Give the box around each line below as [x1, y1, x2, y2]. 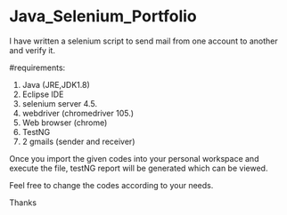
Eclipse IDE [21, 89, 64, 100]
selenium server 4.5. [21, 98, 98, 108]
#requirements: [9, 62, 66, 73]
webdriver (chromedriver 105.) [21, 107, 135, 118]
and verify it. [9, 44, 56, 55]
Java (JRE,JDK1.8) [21, 79, 91, 90]
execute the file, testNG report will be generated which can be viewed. [9, 163, 268, 173]
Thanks [9, 197, 37, 208]
